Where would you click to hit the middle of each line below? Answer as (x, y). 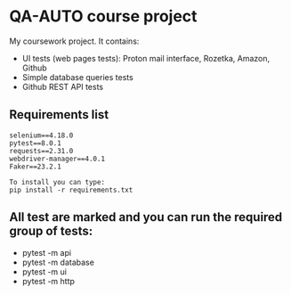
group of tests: (51, 231)
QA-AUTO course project (103, 16)
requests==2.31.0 (41, 151)
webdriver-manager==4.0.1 (57, 159)
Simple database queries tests (77, 77)
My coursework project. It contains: (74, 41)
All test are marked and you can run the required (146, 217)
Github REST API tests (63, 86)
